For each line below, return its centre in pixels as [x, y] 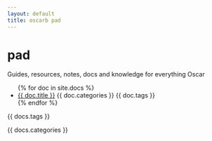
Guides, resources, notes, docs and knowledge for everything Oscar [106, 74]
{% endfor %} [38, 103]
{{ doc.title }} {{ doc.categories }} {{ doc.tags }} [86, 95]
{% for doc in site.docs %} [56, 88]
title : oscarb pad [34, 20]
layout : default [31, 14]
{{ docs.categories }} [38, 130]
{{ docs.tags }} [29, 116]
